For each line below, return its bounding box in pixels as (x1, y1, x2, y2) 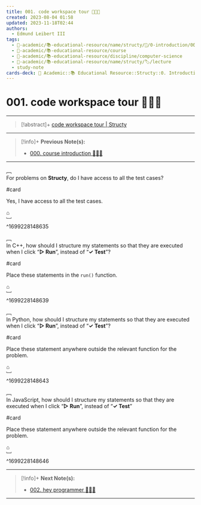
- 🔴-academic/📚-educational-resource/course (11, 48, 127, 54)
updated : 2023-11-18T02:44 (6, 20, 74, 26)
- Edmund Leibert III (11, 31, 66, 37)
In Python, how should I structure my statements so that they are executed (6, 316, 190, 323)
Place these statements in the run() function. (6, 271, 118, 278)
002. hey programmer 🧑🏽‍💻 (29, 486, 96, 494)
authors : (6, 25, 28, 32)
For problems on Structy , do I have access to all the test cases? (6, 175, 164, 182)
